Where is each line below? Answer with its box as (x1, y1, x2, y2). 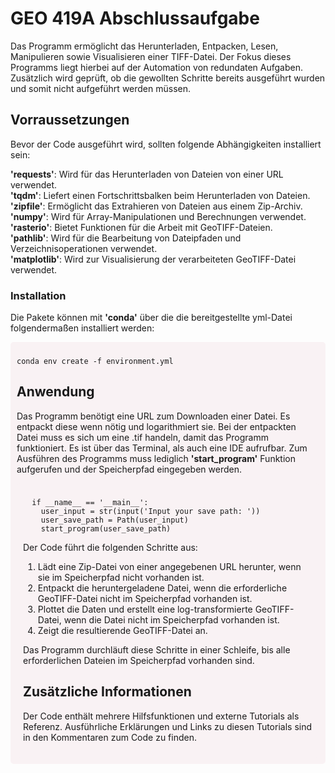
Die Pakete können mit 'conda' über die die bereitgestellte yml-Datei (10, 312, 293, 324)
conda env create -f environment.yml (16, 357, 174, 367)
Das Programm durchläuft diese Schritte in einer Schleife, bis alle (23, 643, 291, 656)
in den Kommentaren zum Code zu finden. (23, 731, 198, 743)
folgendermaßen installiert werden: (10, 322, 155, 334)
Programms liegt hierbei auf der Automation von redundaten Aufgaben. (10, 61, 304, 73)
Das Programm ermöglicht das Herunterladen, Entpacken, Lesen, (10, 40, 279, 52)
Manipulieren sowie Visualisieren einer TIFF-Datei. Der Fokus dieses (10, 50, 292, 62)
